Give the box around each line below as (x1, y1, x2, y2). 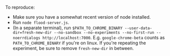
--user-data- (124, 26, 153, 31)
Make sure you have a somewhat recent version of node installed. (12, 14, 151, 20)
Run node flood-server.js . (12, 20, 70, 25)
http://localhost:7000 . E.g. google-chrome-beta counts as (42, 35, 165, 40)
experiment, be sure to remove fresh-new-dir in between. (12, 45, 134, 51)
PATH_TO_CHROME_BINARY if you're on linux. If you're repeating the (12, 40, 146, 46)
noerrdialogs (12, 35, 41, 40)
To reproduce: (5, 5, 35, 10)
